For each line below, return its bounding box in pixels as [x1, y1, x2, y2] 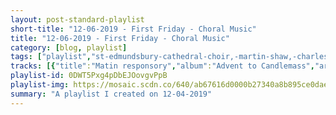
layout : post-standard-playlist [10, 14, 145, 25]
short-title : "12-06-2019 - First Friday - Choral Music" [10, 24, 257, 34]
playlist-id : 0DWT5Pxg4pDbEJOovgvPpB [10, 71, 168, 81]
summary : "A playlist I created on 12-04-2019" [10, 89, 213, 99]
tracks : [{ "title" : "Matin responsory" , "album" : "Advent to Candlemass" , [10, 61, 315, 71]
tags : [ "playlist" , [10, 52, 92, 62]
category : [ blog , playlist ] [10, 42, 128, 53]
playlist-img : [10, 80, 70, 90]
